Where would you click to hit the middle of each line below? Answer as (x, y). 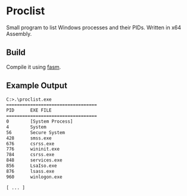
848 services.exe (34, 160)
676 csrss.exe (30, 144)
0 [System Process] (40, 122)
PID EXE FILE (29, 111)
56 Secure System (36, 132)
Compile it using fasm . (34, 67)
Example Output (37, 85)
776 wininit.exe (33, 149)
